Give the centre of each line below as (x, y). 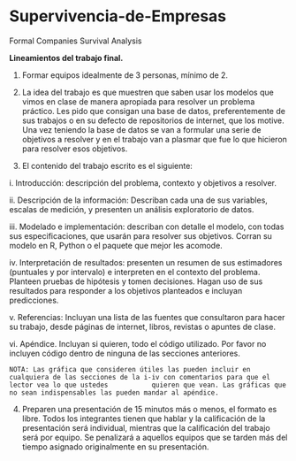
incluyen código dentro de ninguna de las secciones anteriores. (125, 353)
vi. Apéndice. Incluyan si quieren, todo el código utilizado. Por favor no (138, 343)
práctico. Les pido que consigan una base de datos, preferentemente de (153, 111)
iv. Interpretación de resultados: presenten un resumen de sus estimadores (146, 262)
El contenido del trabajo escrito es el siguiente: (107, 165)
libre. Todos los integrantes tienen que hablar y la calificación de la (144, 419)
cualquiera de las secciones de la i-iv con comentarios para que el (140, 377)
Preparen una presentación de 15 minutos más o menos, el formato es (149, 409)
